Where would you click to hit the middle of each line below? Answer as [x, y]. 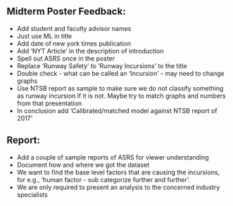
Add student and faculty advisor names [74, 28]
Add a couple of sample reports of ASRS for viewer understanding [113, 157]
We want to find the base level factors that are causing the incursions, [118, 172]
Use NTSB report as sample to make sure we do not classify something [120, 88]
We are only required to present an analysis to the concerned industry [118, 187]
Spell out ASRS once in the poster [66, 58]
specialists [32, 194]
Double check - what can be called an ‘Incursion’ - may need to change [120, 73]
